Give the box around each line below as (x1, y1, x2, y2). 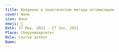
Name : (5, 40, 16, 45)
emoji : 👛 (5, 21, 23, 26)
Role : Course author (5, 35, 48, 40)
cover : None (5, 12, 30, 17)
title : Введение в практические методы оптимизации (5, 7, 114, 12)
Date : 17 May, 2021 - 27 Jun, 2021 (5, 26, 79, 31)
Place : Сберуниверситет (5, 30, 55, 35)
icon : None (5, 16, 28, 21)
